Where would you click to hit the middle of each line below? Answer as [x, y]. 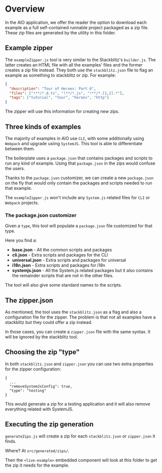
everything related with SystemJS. [39, 409]
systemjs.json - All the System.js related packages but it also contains [82, 270]
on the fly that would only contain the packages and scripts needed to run [79, 183]
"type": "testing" [28, 390]
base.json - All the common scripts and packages [62, 250]
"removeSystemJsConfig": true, [41, 386]
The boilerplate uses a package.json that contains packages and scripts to [79, 158]
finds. [11, 441]
